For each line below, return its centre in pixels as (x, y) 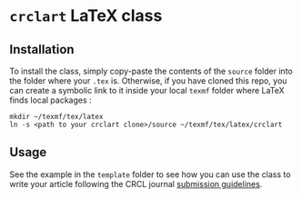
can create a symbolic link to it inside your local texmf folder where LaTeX (147, 90)
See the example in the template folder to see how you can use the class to (150, 174)
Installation (42, 49)
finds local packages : (51, 100)
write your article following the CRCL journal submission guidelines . (136, 183)
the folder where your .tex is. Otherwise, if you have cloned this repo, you (148, 81)
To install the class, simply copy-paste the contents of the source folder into (151, 71)
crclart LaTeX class (86, 16)
